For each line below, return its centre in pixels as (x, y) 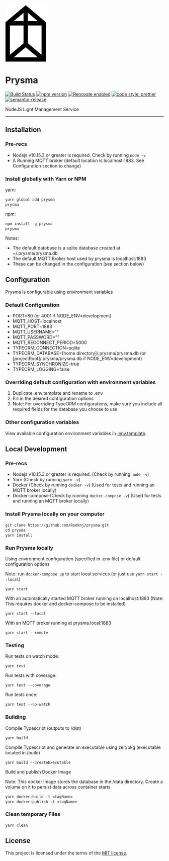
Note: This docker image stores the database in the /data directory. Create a (84, 782)
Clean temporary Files (33, 814)
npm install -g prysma (29, 224)
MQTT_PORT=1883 (32, 326)
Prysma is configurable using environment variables (59, 292)
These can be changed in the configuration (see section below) (78, 264)
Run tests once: (21, 695)
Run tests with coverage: (31, 675)
